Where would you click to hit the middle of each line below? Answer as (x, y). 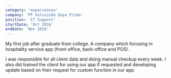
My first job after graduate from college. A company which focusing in (79, 44)
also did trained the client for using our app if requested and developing (81, 65)
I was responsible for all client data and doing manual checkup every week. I (86, 59)
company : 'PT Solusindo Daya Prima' (44, 15)
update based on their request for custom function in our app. (70, 70)
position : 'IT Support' (31, 19)
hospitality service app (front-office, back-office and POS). (67, 49)
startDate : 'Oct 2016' (29, 24)
